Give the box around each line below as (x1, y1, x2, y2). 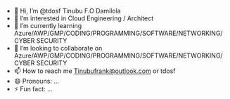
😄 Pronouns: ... (13, 77, 60, 85)
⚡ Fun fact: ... (13, 85, 53, 93)
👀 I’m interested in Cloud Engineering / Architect (13, 14, 153, 22)
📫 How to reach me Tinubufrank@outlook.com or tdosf (13, 67, 176, 75)
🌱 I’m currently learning (13, 22, 82, 29)
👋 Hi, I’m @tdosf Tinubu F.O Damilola (13, 7, 121, 15)
